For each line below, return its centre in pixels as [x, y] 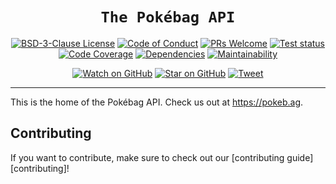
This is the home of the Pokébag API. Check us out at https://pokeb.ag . [157, 102]
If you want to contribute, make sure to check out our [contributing [147, 157]
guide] [300, 157]
